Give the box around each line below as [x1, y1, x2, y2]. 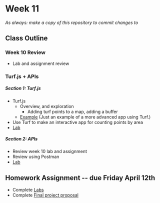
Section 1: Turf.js [5, 85, 41, 91]
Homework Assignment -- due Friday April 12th [5, 173, 155, 182]
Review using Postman [12, 153, 59, 160]
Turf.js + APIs [5, 73, 39, 80]
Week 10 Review [5, 49, 46, 56]
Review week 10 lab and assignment [12, 148, 87, 154]
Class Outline [5, 34, 48, 42]
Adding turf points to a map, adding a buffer [27, 108, 118, 114]
